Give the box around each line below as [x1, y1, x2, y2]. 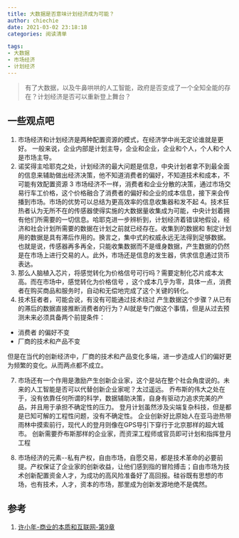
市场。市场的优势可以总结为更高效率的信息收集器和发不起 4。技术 [30, 197, 223, 206]
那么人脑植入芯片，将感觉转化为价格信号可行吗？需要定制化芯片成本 [17, 268, 218, 277]
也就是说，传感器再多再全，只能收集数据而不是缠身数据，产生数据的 [17, 242, 218, 250]
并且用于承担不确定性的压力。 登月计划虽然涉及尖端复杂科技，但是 [30, 402, 225, 411]
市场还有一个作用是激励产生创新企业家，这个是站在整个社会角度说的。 [17, 376, 224, 384]
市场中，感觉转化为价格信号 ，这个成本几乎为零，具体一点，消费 [42, 277, 232, 286]
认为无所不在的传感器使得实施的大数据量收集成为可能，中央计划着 [30, 206, 224, 215]
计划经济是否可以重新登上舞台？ [37, 92, 132, 100]
